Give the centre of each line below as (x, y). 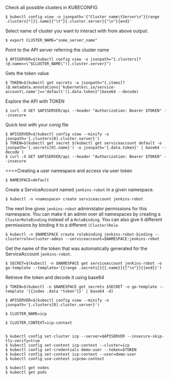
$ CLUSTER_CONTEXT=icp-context (39, 323)
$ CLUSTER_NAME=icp (26, 314)
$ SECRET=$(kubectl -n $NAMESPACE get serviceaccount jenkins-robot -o (83, 263)
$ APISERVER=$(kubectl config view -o (47, 59)
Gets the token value (27, 73)
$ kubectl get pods (26, 372)
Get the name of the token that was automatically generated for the (77, 248)
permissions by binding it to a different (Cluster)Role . (62, 225)
